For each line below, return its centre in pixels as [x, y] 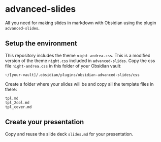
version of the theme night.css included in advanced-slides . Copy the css [80, 61]
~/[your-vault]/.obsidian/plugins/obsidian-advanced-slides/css [72, 75]
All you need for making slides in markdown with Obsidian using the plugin [81, 23]
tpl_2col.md [17, 103]
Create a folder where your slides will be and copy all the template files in [80, 84]
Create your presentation [45, 122]
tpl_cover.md [18, 107]
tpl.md [12, 98]
